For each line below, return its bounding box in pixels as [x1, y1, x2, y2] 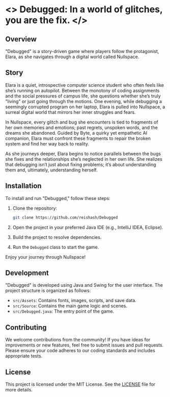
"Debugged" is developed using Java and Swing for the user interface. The [5, 282, 163, 288]
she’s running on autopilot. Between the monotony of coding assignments [5, 87, 160, 93]
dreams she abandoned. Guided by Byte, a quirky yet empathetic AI [5, 130, 148, 136]
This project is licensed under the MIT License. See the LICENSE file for [5, 381, 156, 387]
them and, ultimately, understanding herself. [5, 167, 98, 173]
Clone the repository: [12, 205, 58, 211]
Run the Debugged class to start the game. [12, 244, 99, 250]
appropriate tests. [5, 353, 43, 359]
